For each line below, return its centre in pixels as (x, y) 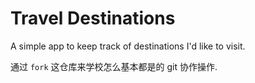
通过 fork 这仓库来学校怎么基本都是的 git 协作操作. (114, 66)
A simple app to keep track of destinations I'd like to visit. (128, 46)
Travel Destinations (93, 18)
